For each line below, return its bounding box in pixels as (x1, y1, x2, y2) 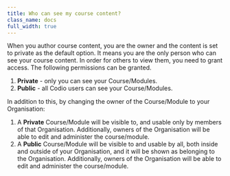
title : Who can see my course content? (7, 10, 122, 17)
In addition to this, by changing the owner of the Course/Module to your (7, 98, 210, 106)
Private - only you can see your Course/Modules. (16, 77, 158, 85)
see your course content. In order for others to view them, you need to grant (7, 56, 223, 65)
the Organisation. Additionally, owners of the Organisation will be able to (16, 155, 222, 163)
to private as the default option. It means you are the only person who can (7, 49, 216, 57)
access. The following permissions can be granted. (7, 63, 152, 72)
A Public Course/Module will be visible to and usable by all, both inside (16, 140, 218, 148)
